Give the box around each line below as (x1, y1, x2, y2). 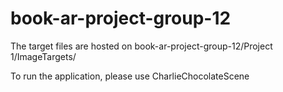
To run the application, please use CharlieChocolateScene (10, 70, 250, 82)
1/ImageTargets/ (10, 50, 77, 62)
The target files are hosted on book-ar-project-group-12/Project (10, 40, 273, 52)
